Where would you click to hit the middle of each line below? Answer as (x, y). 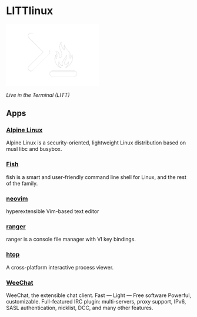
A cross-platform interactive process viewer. (60, 267)
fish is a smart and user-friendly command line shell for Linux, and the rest (96, 177)
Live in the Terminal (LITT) (38, 95)
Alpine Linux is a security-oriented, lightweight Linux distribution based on (96, 143)
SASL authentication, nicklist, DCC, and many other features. (80, 308)
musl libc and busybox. (34, 149)
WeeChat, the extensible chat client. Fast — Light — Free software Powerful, (99, 295)
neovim (17, 198)
